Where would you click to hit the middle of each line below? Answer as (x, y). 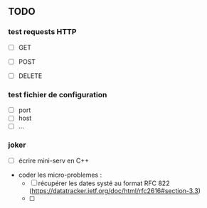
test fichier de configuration (58, 94)
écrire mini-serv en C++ (54, 160)
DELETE (30, 76)
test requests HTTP (42, 32)
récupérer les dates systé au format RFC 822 (104, 183)
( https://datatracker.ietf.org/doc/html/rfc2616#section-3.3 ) (115, 190)
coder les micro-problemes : (60, 175)
